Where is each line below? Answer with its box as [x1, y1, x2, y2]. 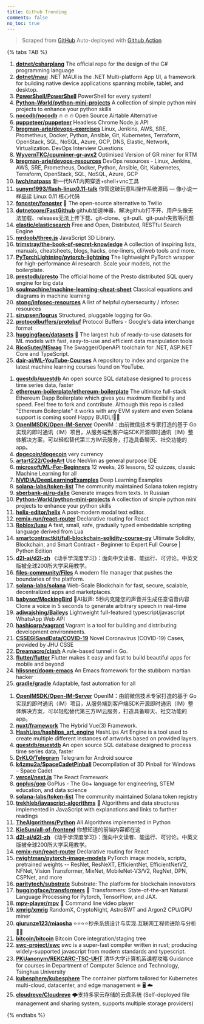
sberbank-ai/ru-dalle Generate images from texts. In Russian [15, 490, 169, 497]
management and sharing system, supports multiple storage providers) [15, 1000, 194, 1007]
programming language [15, 67, 75, 74]
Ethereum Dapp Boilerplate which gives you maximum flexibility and [15, 394, 186, 401]
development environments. [15, 628, 86, 635]
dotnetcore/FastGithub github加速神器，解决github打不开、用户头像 [15, 207, 188, 214]
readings [15, 812, 38, 820]
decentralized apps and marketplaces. [15, 589, 112, 596]
